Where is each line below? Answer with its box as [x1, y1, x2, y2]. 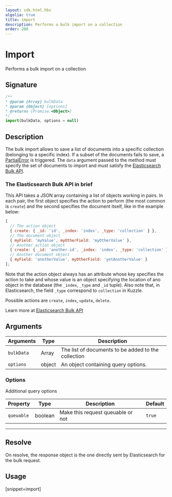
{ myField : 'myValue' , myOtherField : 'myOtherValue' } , [10, 237, 132, 243]
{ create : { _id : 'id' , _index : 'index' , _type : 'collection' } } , [10, 228, 157, 233]
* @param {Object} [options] [5, 104, 68, 109]
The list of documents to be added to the [60, 346, 159, 353]
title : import [5, 17, 36, 22]
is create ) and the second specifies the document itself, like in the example [5, 204, 164, 210]
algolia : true [5, 12, 36, 17]
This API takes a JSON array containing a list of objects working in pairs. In [5, 192, 163, 198]
